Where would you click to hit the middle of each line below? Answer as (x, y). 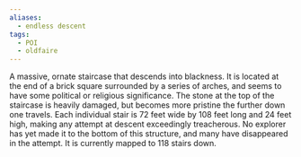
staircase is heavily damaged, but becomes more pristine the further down (147, 105)
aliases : (26, 17)
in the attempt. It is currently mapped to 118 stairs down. (113, 144)
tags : (19, 34)
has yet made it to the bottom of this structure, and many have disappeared (149, 134)
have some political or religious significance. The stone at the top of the (142, 96)
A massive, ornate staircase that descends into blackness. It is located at (144, 76)
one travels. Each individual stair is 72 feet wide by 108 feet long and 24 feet (150, 115)
